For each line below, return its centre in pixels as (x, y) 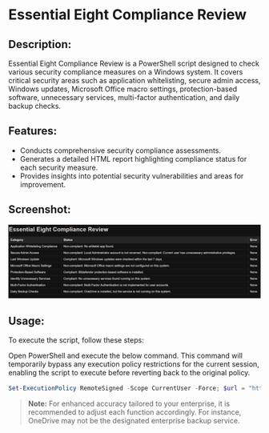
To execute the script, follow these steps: (76, 340)
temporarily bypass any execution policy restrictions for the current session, (134, 364)
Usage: (27, 321)
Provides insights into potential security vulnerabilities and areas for (132, 176)
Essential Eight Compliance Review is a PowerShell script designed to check (134, 63)
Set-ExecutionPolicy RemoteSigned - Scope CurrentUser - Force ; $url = (127, 389)
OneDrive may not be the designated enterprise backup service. (134, 420)
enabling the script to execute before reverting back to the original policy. (129, 373)
